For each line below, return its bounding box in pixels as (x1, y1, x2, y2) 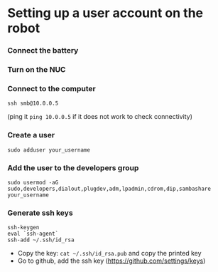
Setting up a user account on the (7, 5, 204, 21)
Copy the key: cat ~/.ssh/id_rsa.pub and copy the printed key (17, 249, 202, 258)
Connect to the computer (7, 83, 96, 93)
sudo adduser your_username (7, 146, 91, 154)
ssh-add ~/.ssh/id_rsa (7, 236, 75, 244)
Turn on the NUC (7, 65, 66, 75)
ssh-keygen (7, 224, 40, 231)
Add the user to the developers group (7, 162, 139, 172)
